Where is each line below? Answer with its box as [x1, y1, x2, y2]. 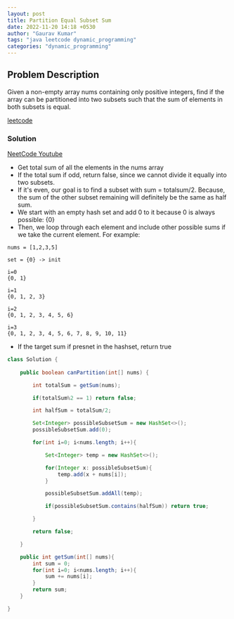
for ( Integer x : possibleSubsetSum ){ [44, 464, 152, 471]
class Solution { [7, 356, 58, 363]
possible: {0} [17, 216, 55, 224]
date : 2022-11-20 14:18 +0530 [7, 23, 96, 30]
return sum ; [32, 586, 68, 594]
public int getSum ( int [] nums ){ [20, 553, 115, 561]
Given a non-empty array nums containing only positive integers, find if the [7, 87, 225, 96]
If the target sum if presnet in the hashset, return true [17, 342, 172, 351]
